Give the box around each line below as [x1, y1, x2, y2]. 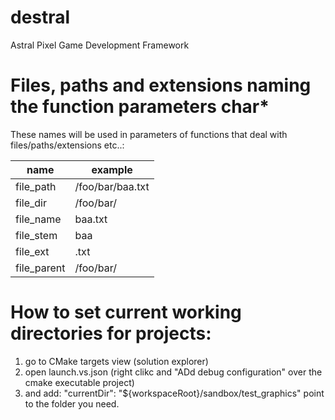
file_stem [15, 228, 58, 242]
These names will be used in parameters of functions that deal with [10, 128, 288, 140]
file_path [15, 179, 57, 193]
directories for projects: [10, 322, 212, 345]
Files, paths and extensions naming [10, 74, 312, 97]
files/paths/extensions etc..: [10, 139, 125, 151]
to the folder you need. [24, 397, 120, 410]
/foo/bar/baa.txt [74, 179, 150, 193]
